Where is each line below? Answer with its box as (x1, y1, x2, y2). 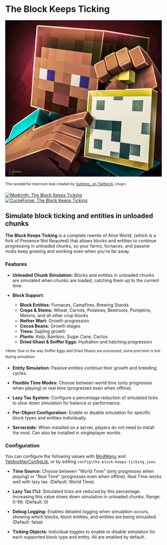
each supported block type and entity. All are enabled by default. (12, 534, 146, 540)
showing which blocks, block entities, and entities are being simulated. (12, 514, 158, 520)
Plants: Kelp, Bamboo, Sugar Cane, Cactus (19, 334, 108, 340)
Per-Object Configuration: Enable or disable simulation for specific (12, 409, 151, 415)
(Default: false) (12, 519, 43, 525)
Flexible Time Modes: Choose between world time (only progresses (12, 380, 153, 386)
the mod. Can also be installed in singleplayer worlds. (12, 430, 122, 436)
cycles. (12, 370, 27, 376)
